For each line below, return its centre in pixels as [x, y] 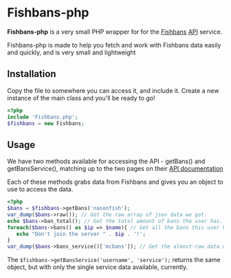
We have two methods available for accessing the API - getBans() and [106, 161]
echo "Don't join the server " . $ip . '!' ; [81, 234]
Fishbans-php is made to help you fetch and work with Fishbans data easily [114, 45]
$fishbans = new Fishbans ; [46, 123]
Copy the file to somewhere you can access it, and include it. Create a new [113, 90]
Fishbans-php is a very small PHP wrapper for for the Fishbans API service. [115, 32]
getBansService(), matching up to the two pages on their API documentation [115, 169]
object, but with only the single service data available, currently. [97, 267]
